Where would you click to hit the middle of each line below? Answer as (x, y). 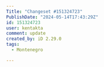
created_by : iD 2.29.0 (34, 39)
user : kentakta (25, 28)
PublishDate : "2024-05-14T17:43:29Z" (52, 17)
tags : (13, 45)
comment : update (26, 33)
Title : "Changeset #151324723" (44, 11)
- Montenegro (27, 50)
